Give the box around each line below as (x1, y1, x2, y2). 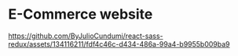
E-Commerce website (8, 5, 153, 23)
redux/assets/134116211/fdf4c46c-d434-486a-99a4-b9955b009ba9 (8, 39, 230, 48)
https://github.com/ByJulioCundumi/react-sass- (8, 31, 163, 40)
